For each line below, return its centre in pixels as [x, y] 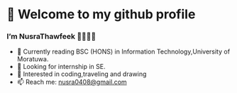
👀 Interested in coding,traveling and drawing [82, 74]
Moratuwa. [33, 59]
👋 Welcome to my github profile [101, 14]
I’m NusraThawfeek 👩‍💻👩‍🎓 [51, 37]
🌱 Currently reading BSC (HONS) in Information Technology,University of [123, 51]
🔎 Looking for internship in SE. [61, 67]
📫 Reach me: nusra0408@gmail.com [72, 82]
